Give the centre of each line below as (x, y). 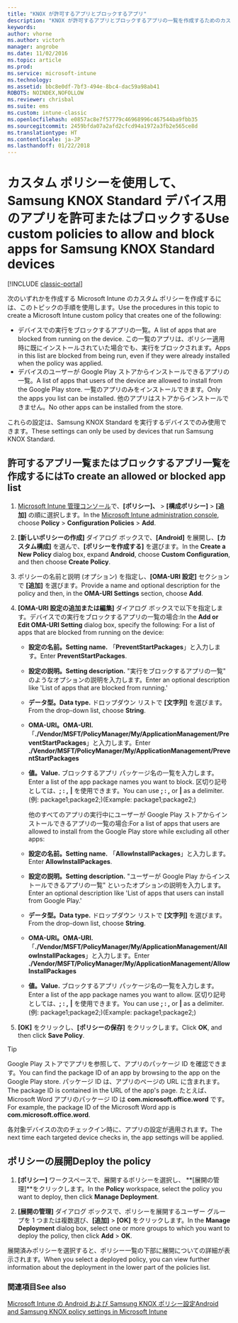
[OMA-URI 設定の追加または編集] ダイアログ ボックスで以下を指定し (117, 608)
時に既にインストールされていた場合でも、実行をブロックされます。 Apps (124, 348)
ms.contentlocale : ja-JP (44, 139)
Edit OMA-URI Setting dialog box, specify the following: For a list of (116, 624)
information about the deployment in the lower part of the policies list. (109, 1267)
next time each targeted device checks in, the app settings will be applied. (116, 1137)
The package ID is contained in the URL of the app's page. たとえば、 (109, 1090)
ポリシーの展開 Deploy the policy (79, 1162)
